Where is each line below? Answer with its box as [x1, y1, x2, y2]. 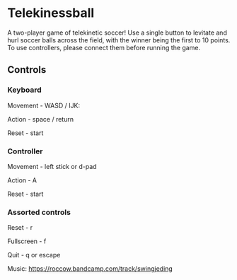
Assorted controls [7, 207, 71, 217]
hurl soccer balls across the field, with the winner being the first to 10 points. [7, 35, 231, 44]
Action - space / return [7, 115, 74, 123]
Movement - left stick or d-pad [7, 162, 97, 170]
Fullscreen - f [7, 237, 47, 245]
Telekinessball [7, 5, 95, 21]
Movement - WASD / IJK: [7, 101, 80, 110]
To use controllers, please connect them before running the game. [7, 43, 200, 52]
